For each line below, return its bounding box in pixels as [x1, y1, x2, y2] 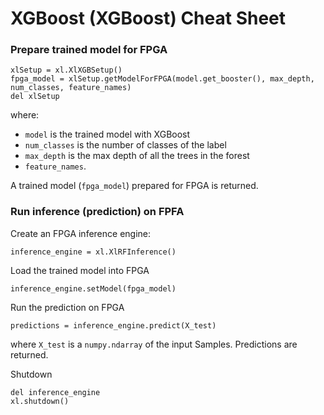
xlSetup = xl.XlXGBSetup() [10, 65, 123, 76]
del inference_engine [10, 387, 101, 397]
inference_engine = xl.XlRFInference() [10, 247, 177, 257]
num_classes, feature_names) [10, 83, 132, 93]
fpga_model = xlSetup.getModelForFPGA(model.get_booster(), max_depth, [10, 74, 315, 84]
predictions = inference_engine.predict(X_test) [10, 320, 217, 331]
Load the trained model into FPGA [10, 264, 150, 276]
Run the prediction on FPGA [10, 301, 125, 313]
